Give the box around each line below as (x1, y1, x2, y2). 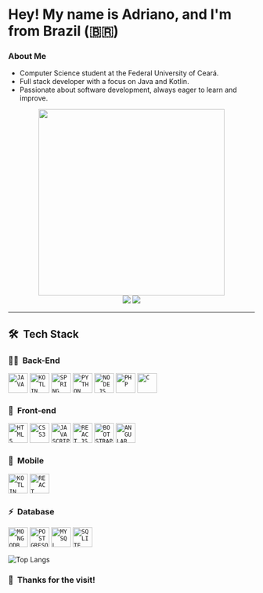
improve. (19, 93, 49, 103)
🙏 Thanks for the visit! (8, 574, 95, 585)
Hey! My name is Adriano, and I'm (8, 5, 232, 24)
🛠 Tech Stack (8, 328, 80, 341)
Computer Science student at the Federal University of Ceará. (19, 68, 219, 78)
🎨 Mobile (8, 456, 45, 467)
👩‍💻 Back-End (8, 355, 60, 366)
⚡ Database (8, 506, 55, 517)
